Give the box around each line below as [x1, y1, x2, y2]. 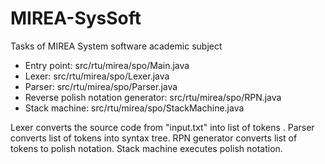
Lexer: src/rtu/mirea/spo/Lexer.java [24, 70, 170, 82]
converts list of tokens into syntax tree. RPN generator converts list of [10, 132, 298, 144]
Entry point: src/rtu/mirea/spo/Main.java [24, 59, 190, 71]
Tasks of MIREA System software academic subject [10, 40, 223, 52]
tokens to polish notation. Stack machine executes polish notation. [10, 142, 283, 154]
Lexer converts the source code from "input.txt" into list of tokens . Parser [10, 121, 315, 133]
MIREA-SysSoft [10, 7, 142, 30]
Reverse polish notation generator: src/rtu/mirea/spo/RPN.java [24, 91, 282, 103]
